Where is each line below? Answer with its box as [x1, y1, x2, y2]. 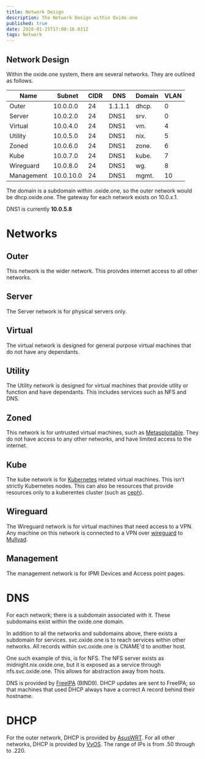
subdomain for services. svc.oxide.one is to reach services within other [6, 636, 186, 643]
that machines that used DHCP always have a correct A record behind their [6, 686, 195, 693]
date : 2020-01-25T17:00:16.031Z [6, 26, 88, 32]
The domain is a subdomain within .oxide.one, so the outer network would [6, 187, 192, 194]
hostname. [6, 692, 34, 700]
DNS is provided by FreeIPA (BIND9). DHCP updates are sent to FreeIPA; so [6, 679, 195, 686]
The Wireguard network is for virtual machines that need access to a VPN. [6, 522, 193, 530]
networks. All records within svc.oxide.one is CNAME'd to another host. [6, 642, 186, 650]
